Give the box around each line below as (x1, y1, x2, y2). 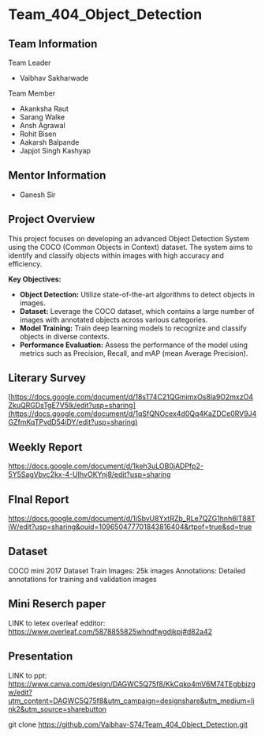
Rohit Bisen (19, 129, 57, 138)
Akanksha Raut (19, 104, 69, 113)
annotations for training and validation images (8, 574, 157, 584)
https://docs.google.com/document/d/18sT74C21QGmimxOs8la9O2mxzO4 (10, 392, 254, 402)
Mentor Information (8, 168, 106, 183)
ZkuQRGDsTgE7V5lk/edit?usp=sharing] (8, 401, 136, 410)
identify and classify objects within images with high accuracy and (8, 251, 225, 260)
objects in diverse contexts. (19, 331, 110, 341)
